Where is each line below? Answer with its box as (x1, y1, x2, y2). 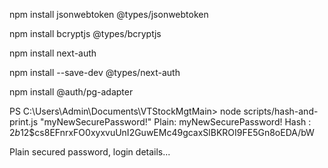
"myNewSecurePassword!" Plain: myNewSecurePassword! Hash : (39, 116, 312, 128)
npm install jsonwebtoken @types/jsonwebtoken (9, 9, 209, 20)
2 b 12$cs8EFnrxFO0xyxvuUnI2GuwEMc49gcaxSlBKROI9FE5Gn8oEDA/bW (9, 127, 315, 138)
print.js (9, 116, 39, 128)
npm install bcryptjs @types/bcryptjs (9, 28, 162, 39)
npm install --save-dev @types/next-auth (9, 67, 181, 78)
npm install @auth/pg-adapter (9, 86, 134, 98)
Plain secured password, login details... (9, 146, 171, 158)
